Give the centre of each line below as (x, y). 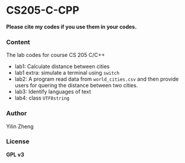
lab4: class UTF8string (42, 98)
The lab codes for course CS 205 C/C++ (56, 55)
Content (18, 42)
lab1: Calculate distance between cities (62, 66)
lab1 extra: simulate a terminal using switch (67, 73)
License (18, 142)
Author (17, 113)
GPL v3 (15, 154)
